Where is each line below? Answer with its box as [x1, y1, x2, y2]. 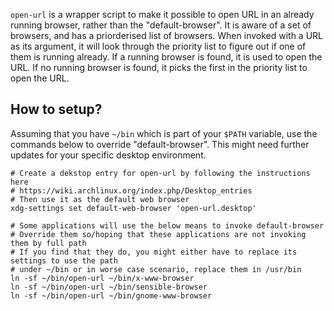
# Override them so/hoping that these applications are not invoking [10, 229, 307, 239]
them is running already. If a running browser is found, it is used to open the [10, 51, 323, 63]
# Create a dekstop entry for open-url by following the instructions [10, 168, 311, 178]
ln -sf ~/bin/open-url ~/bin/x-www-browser [10, 273, 195, 283]
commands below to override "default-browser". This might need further [10, 138, 310, 150]
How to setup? [10, 101, 103, 118]
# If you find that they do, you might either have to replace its [10, 247, 298, 257]
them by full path [10, 238, 87, 248]
